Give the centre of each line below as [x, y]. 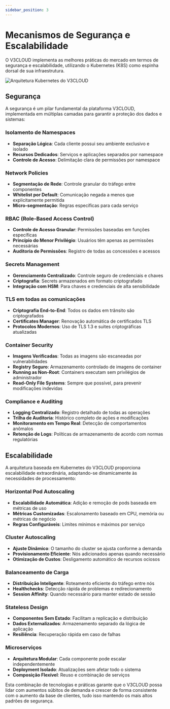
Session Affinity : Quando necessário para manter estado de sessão [84, 594]
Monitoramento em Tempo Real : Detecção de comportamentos [79, 423]
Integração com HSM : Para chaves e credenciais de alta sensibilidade [86, 286]
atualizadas [25, 332]
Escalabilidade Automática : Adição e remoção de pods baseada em [84, 503]
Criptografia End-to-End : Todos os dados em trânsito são [73, 310]
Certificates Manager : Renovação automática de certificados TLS [82, 321]
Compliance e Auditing [34, 402]
